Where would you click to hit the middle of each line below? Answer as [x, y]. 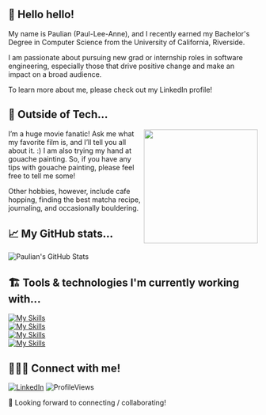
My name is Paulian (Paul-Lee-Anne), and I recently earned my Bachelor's [129, 33]
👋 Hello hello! [42, 15]
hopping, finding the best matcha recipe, [74, 200]
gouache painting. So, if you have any [70, 158]
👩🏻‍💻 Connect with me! [65, 368]
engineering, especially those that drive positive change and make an [122, 66]
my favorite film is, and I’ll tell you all [67, 142]
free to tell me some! [42, 176]
